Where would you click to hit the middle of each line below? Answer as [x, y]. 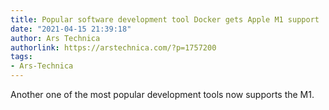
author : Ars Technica [55, 38]
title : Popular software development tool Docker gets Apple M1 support [165, 19]
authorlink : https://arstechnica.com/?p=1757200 [113, 47]
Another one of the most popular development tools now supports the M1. [162, 94]
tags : [21, 57]
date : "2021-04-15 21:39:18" [71, 29]
